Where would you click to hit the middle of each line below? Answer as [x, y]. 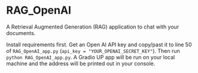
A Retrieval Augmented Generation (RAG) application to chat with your [93, 27]
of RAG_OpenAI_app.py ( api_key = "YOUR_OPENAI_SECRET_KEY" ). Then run [93, 50]
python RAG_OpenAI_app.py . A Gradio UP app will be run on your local [91, 57]
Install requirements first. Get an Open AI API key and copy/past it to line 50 [99, 45]
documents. [21, 33]
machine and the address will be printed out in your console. [81, 64]
